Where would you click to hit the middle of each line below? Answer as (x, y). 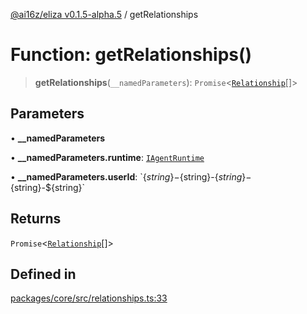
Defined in (43, 274)
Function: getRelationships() (131, 55)
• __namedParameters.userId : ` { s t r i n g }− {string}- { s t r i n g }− (131, 176)
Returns (36, 219)
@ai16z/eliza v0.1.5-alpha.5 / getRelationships (104, 14)
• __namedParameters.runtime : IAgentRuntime (107, 157)
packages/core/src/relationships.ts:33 (89, 298)
